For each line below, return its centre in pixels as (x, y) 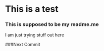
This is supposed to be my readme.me (52, 25)
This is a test (32, 9)
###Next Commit (23, 45)
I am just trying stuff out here (35, 35)
